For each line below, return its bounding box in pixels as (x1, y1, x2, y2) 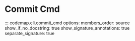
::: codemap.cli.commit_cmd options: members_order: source (4, 20, 130, 26)
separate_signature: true (4, 30, 55, 36)
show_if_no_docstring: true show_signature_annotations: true (4, 25, 130, 31)
